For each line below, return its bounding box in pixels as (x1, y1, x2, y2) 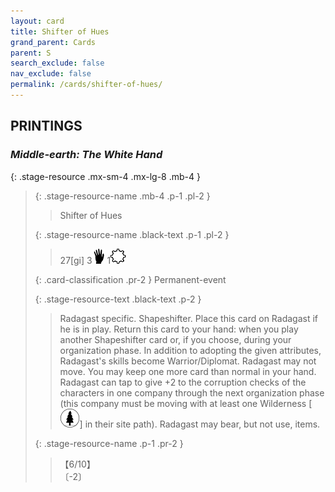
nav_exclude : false (10, 69, 92, 79)
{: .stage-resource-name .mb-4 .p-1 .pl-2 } (34, 190, 211, 202)
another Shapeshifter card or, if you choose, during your (59, 333, 292, 345)
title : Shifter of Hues (10, 26, 110, 37)
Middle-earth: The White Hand (10, 148, 163, 162)
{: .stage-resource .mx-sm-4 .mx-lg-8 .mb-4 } (10, 170, 201, 182)
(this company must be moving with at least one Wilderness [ (59, 397, 313, 409)
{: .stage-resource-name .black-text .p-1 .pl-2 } (34, 228, 230, 240)
